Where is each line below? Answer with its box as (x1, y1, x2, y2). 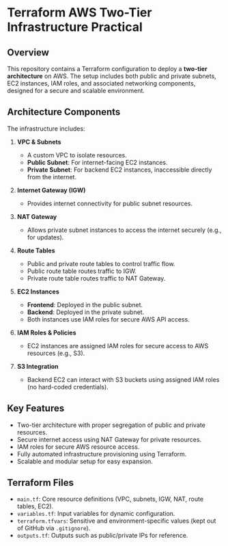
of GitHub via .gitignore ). (16, 524, 91, 532)
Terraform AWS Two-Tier (7, 5, 152, 21)
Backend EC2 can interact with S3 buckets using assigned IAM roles (27, 375, 220, 384)
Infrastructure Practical (7, 19, 143, 35)
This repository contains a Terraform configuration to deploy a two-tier (7, 65, 208, 73)
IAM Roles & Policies (16, 328, 76, 337)
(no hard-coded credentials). (27, 382, 109, 391)
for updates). (27, 233, 64, 241)
